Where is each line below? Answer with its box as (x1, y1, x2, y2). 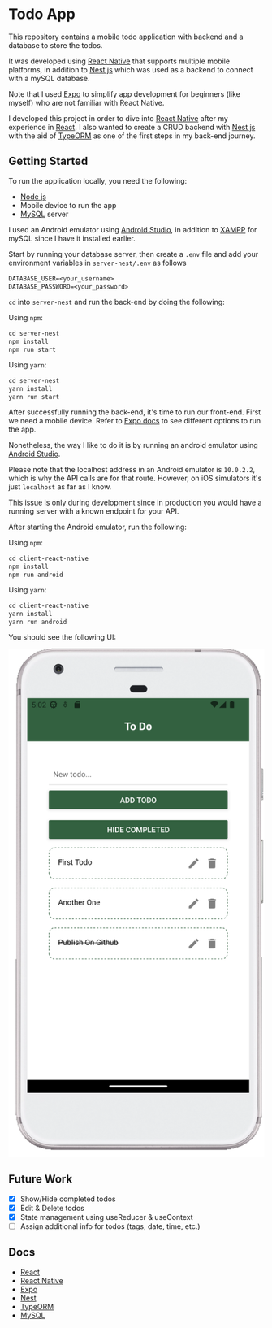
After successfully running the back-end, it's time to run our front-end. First (8, 407, 261, 417)
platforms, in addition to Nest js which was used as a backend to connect (8, 64, 253, 74)
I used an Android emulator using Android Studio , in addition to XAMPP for (8, 224, 257, 234)
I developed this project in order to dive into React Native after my (8, 113, 229, 123)
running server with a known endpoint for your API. (8, 506, 179, 516)
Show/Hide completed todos (19, 1194, 116, 1204)
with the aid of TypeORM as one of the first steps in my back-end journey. (8, 131, 256, 141)
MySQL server (19, 209, 69, 219)
